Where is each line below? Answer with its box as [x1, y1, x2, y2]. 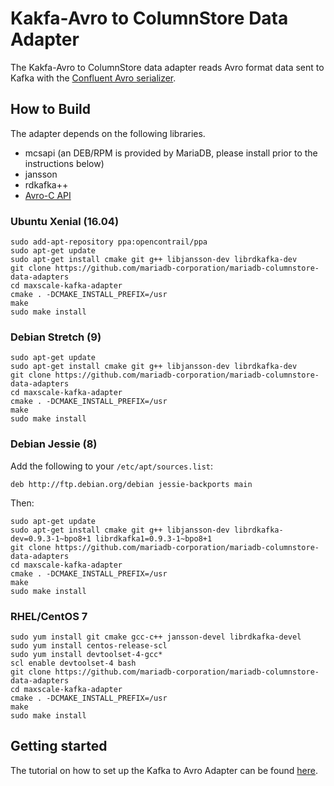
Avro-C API [24, 189, 72, 201]
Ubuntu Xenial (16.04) [10, 214, 120, 228]
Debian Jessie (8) [10, 437, 98, 451]
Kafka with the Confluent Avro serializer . [10, 72, 177, 84]
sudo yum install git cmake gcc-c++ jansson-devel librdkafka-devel [10, 632, 302, 642]
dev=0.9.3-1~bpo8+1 [10, 533, 92, 544]
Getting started [10, 738, 108, 755]
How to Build [10, 101, 92, 118]
